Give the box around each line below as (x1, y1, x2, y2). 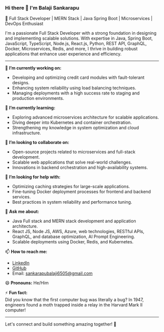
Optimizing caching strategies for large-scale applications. (12, 184, 130, 190)
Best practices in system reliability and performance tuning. (12, 199, 132, 205)
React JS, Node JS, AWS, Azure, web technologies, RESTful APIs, (12, 229, 144, 235)
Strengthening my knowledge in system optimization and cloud (12, 125, 139, 131)
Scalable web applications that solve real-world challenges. (12, 159, 132, 166)
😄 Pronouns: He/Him (5, 280, 49, 286)
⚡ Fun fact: (5, 290, 28, 296)
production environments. (12, 95, 64, 101)
